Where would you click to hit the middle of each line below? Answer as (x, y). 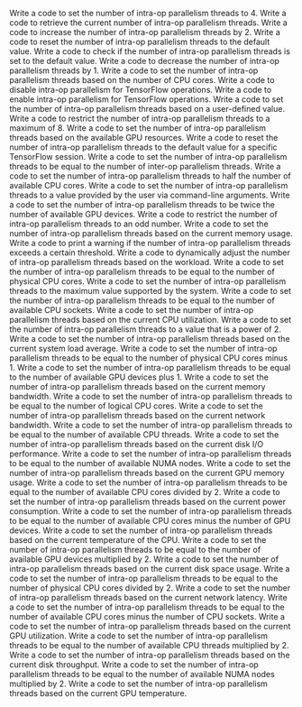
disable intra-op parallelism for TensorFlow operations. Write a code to (141, 90)
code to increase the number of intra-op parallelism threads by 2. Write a (145, 32)
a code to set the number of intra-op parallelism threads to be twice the (142, 205)
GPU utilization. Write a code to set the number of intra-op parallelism (139, 636)
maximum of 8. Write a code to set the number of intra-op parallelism (138, 128)
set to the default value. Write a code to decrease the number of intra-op (144, 61)
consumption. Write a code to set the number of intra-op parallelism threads (151, 511)
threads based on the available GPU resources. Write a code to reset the (144, 138)
